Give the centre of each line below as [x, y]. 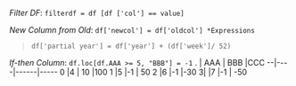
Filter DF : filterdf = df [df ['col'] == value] [97, 13]
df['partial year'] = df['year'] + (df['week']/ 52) [131, 46]
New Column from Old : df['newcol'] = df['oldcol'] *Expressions [132, 30]
